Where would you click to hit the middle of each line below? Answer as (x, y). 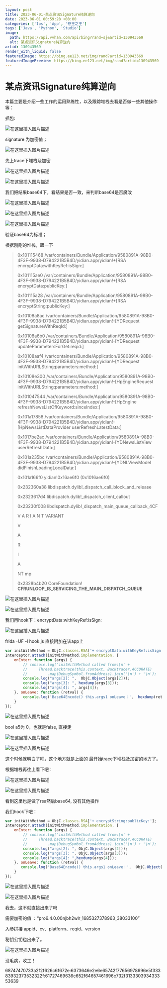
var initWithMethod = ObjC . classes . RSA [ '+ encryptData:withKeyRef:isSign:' (85, 651)
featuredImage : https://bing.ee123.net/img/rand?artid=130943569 (74, 56)
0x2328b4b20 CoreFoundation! (50, 584)
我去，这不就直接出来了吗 (31, 907)
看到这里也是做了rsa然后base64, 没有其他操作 (52, 801)
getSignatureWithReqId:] (42, 326)
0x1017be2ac (31, 437)
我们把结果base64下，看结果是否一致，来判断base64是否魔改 (69, 193)
